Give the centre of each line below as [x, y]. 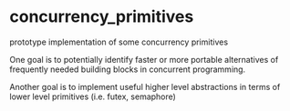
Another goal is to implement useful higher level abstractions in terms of [145, 86]
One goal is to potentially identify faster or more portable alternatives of [144, 59]
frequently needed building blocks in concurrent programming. [128, 69]
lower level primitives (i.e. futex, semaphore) [93, 96]
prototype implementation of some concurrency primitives [119, 42]
